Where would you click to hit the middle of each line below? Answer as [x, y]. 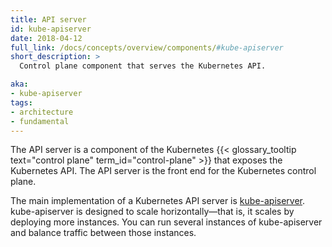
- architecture [42, 112]
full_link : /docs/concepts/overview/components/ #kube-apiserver [147, 47]
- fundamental [40, 121]
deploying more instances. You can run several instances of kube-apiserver [166, 222]
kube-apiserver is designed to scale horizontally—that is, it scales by [152, 212]
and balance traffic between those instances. [103, 233]
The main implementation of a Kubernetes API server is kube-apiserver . [158, 201]
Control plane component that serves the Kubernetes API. [143, 66]
